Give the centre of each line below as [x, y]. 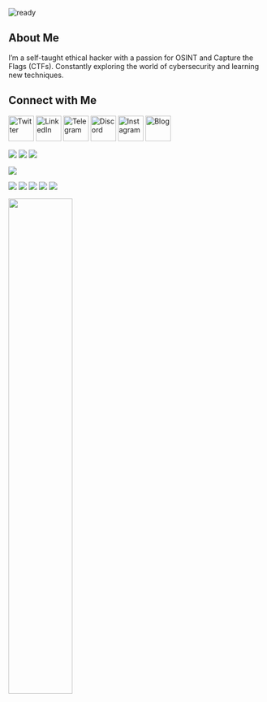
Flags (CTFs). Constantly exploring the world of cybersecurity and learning [134, 66]
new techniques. [36, 75]
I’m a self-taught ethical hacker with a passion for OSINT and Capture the [131, 58]
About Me [34, 38]
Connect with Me [53, 100]
